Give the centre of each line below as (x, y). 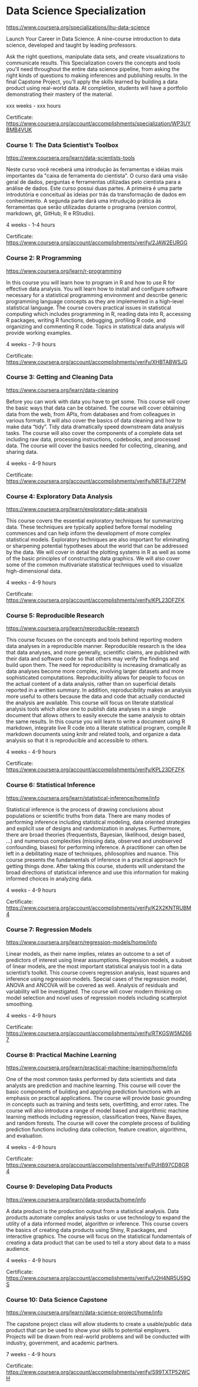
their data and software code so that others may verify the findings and (93, 659)
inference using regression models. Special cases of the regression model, (97, 979)
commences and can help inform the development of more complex (88, 533)
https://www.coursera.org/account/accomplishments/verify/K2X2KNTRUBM (99, 908)
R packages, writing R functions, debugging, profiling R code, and (86, 320)
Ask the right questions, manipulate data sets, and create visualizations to (96, 56)
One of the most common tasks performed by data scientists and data (91, 1079)
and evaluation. (25, 1136)
